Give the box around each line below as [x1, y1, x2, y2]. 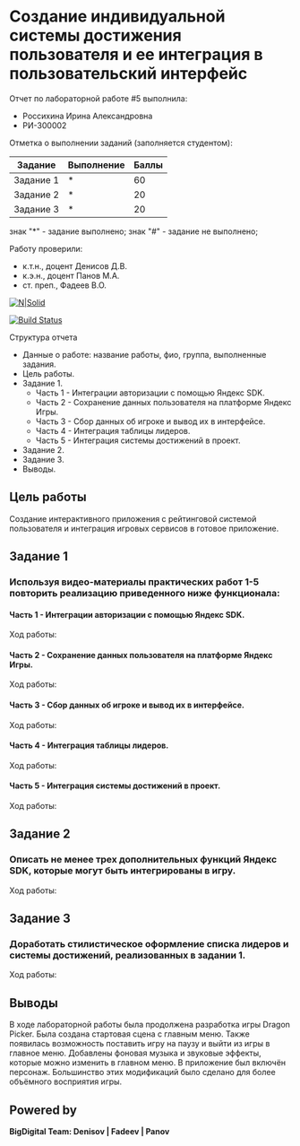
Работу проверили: [9, 243, 83, 254]
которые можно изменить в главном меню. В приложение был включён [9, 1057, 287, 1068]
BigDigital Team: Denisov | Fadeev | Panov [9, 1126, 170, 1137]
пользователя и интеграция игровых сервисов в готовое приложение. [9, 523, 279, 534]
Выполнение [67, 159, 125, 171]
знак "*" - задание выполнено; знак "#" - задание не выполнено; [9, 226, 258, 237]
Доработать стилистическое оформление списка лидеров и [9, 938, 289, 951]
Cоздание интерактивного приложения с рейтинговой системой [9, 513, 257, 524]
